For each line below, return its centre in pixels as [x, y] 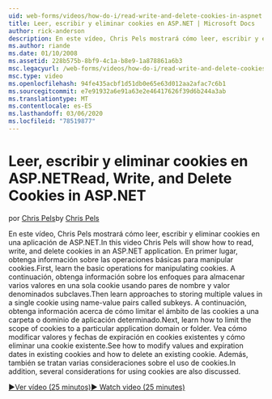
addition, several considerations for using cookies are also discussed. [125, 371]
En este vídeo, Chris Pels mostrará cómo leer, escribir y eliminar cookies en [134, 233]
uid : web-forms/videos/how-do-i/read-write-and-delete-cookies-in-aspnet [136, 16]
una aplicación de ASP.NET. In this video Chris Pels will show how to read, [131, 242]
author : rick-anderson [47, 31]
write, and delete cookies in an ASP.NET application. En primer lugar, [123, 251]
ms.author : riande [39, 46]
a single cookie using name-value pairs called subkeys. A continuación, [127, 302]
